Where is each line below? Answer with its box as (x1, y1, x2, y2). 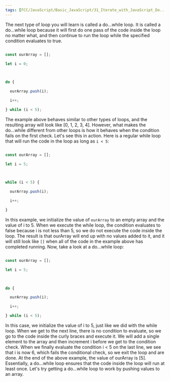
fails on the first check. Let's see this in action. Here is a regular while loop (5, 132, 161, 139)
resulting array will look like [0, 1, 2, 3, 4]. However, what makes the (5, 122, 146, 128)
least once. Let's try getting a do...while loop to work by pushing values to (5, 366, 160, 372)
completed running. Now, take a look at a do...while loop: (5, 243, 124, 250)
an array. (5, 371, 24, 377)
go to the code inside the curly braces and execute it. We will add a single (5, 333, 160, 339)
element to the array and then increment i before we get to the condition (5, 339, 156, 344)
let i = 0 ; (5, 61, 28, 66)
